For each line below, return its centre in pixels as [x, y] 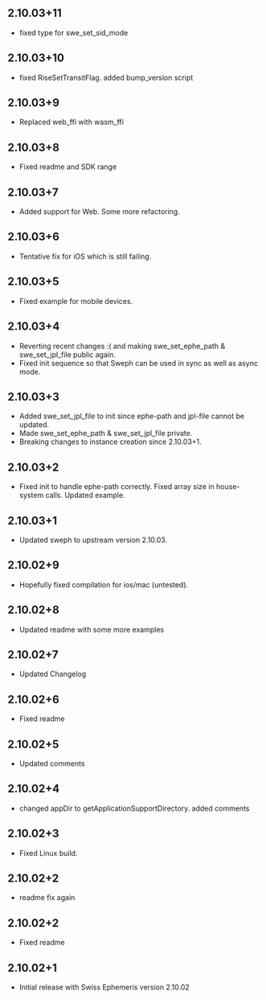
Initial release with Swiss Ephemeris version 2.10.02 [104, 987]
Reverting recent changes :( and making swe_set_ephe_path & [122, 346]
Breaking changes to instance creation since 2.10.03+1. [110, 442]
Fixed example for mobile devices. [76, 301]
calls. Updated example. [85, 496]
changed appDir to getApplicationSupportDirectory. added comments [134, 808]
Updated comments [52, 763]
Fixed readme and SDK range [68, 167]
